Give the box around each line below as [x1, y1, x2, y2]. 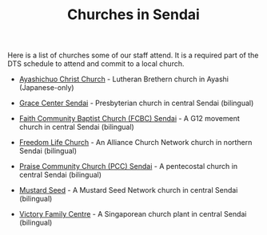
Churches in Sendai [66, 6, 201, 24]
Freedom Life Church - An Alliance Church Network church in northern [18, 138, 253, 147]
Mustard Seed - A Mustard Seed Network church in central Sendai [18, 186, 238, 195]
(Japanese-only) [18, 83, 74, 92]
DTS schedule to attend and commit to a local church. [7, 59, 185, 69]
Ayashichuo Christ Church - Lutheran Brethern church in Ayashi [18, 74, 229, 84]
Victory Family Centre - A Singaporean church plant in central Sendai [18, 210, 247, 219]
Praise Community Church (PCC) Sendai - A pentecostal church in [18, 162, 237, 171]
